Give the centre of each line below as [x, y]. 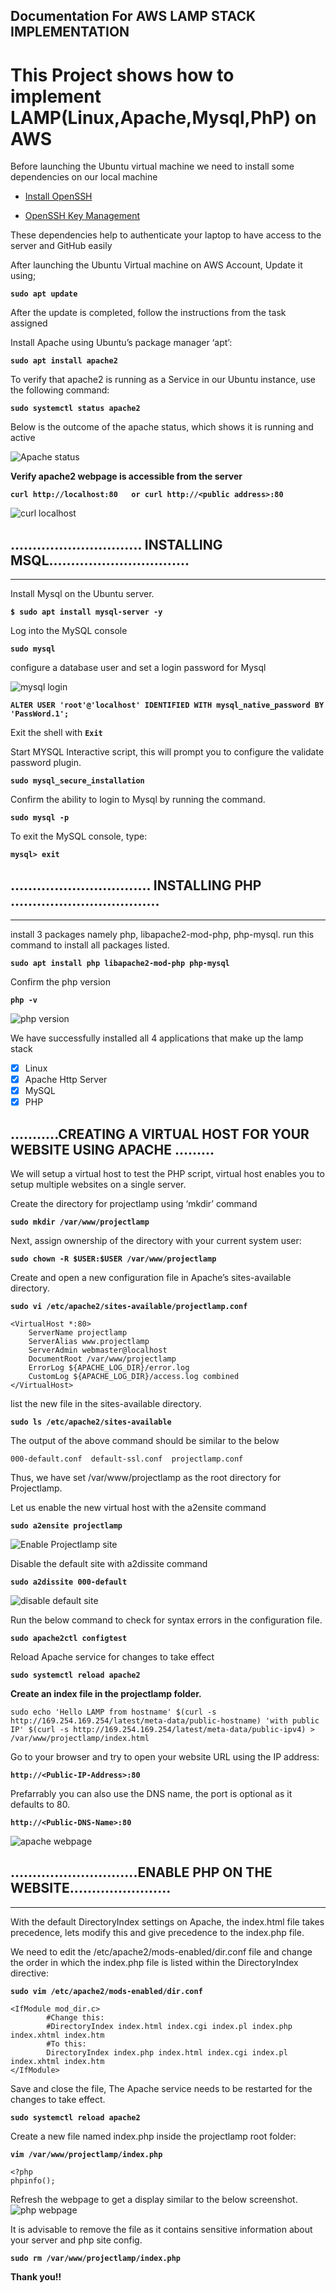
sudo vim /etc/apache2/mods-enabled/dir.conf [106, 1991]
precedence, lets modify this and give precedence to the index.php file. [157, 1932]
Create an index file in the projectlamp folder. [106, 1694]
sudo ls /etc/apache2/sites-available [91, 1422]
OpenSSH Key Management [82, 216]
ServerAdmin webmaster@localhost [98, 1350]
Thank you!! [36, 2276]
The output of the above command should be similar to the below [145, 1441]
